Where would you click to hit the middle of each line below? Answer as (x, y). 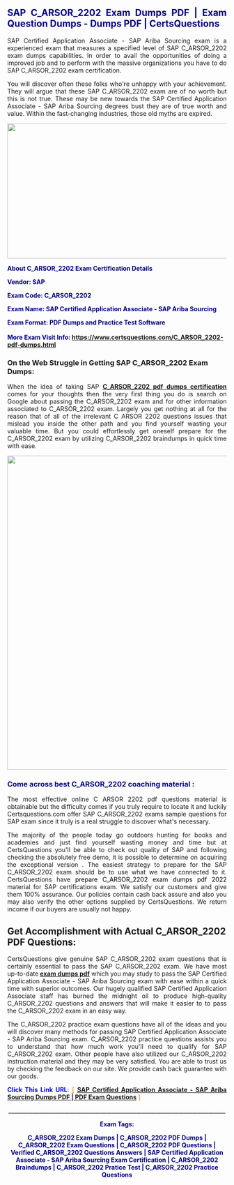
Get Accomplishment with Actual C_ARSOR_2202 (117, 931)
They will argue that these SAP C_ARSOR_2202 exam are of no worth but (117, 91)
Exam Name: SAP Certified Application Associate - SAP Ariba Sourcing (112, 308)
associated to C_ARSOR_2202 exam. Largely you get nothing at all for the (117, 409)
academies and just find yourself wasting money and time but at (117, 842)
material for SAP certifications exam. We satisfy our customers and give (117, 887)
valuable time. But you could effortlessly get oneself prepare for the (117, 431)
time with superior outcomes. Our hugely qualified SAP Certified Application (117, 989)
